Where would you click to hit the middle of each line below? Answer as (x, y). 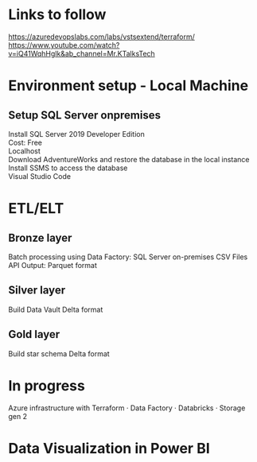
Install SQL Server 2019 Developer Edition (76, 134)
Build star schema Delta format (59, 353)
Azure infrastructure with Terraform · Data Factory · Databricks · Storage (127, 408)
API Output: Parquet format (53, 265)
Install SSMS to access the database (68, 168)
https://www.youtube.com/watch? (64, 45)
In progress (47, 385)
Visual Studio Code (40, 176)
